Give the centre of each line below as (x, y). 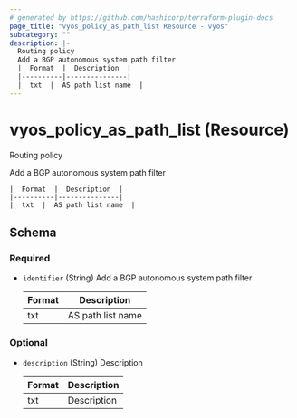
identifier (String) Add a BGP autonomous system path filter (137, 278)
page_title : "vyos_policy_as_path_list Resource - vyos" (119, 26)
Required (30, 258)
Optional (29, 343)
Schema (33, 232)
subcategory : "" (40, 34)
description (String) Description (82, 362)
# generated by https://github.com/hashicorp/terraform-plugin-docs (141, 18)
